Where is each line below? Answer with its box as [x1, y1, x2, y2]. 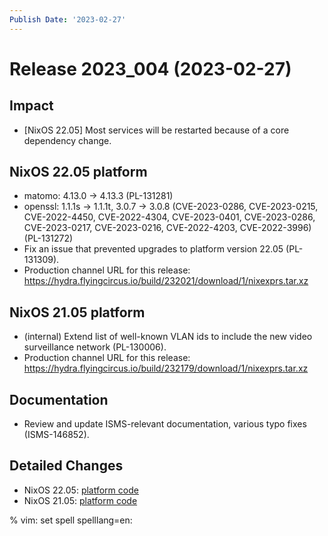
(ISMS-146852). [23, 429, 90, 441]
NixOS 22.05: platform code [23, 484, 139, 496]
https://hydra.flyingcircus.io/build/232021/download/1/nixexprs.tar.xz [23, 275, 309, 287]
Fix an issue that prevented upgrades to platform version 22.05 [23, 243, 284, 255]
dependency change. [23, 134, 112, 146]
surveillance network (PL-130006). [23, 341, 167, 353]
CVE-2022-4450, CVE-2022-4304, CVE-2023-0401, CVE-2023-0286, [23, 211, 316, 223]
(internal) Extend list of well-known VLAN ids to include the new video [23, 331, 313, 343]
